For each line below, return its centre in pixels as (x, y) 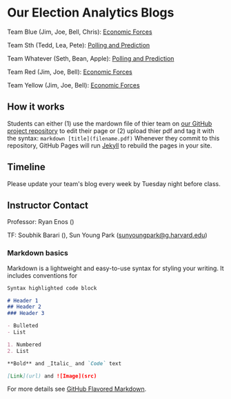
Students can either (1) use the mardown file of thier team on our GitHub (110, 123)
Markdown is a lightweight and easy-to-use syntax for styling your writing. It (115, 268)
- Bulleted (23, 326)
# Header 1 (23, 300)
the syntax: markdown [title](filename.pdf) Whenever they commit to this (113, 138)
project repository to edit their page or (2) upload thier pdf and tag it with (111, 131)
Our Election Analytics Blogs (91, 13)
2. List (18, 351)
